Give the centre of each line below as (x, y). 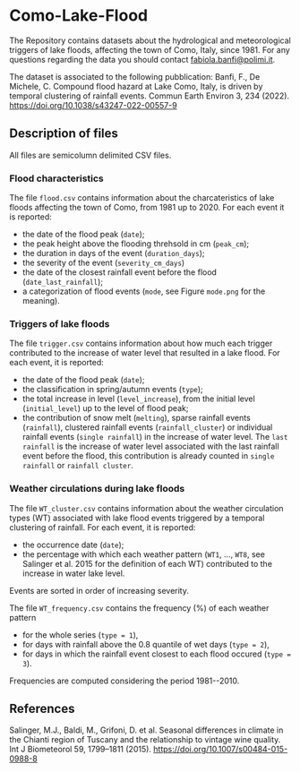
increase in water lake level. (73, 573)
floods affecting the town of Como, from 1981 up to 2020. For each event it (147, 208)
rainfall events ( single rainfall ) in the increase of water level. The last (155, 437)
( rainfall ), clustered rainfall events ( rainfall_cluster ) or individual (147, 427)
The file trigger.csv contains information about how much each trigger (141, 343)
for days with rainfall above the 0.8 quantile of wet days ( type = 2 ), (146, 644)
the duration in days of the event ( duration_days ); (113, 253)
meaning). (41, 301)
